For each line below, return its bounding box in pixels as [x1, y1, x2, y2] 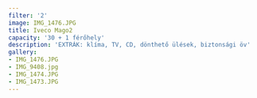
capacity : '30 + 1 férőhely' [8, 33, 105, 42]
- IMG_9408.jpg [8, 63, 59, 71]
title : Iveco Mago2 [8, 26, 73, 34]
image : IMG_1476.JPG [8, 19, 77, 27]
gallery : [8, 48, 37, 56]
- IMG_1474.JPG [8, 70, 59, 78]
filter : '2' [8, 11, 48, 20]
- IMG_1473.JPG [8, 77, 59, 85]
